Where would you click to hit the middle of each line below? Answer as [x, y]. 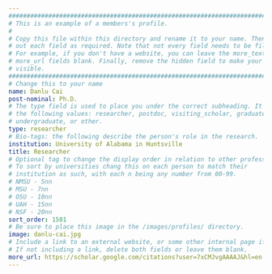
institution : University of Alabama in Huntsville [96, 144]
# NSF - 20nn [30, 212]
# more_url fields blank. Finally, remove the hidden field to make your [136, 62]
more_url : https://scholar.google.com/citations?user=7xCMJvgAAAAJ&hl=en [136, 257]
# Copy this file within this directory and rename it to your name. [128, 39]
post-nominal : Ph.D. [43, 99]
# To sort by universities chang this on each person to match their [128, 167]
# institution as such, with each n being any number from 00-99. [123, 174]
